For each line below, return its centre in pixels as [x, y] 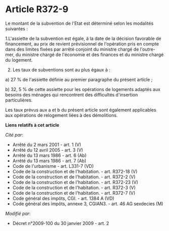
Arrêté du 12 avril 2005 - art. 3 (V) [48, 150]
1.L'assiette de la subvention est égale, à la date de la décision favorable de [83, 38]
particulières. [19, 100]
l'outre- [148, 49]
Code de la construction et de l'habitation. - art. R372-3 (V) [74, 188]
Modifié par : [18, 213]
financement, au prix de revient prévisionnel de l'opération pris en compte [82, 43]
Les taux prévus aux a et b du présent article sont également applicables [81, 110]
